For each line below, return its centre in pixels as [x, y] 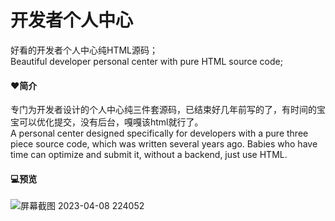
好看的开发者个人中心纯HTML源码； [84, 50]
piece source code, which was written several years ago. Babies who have [164, 144]
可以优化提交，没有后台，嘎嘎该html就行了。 [111, 122]
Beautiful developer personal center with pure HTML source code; [146, 61]
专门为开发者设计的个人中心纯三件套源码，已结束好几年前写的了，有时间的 [163, 110]
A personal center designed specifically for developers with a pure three [159, 133]
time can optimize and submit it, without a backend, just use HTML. [149, 155]
